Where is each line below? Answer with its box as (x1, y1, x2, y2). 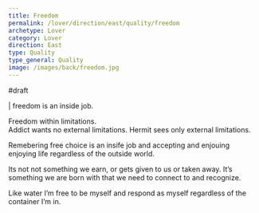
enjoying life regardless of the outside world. (8, 148, 155, 158)
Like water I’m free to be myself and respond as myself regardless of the (8, 188, 247, 198)
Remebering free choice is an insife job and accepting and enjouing (8, 140, 230, 150)
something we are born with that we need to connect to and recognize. (8, 172, 241, 182)
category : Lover (8, 34, 62, 42)
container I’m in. (8, 196, 61, 206)
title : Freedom (8, 11, 59, 20)
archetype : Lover (8, 26, 66, 34)
